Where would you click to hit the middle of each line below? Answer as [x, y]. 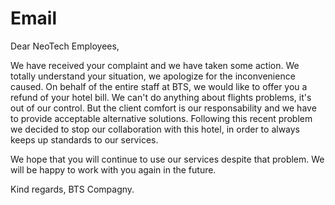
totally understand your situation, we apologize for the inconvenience [153, 76]
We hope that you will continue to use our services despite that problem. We [167, 159]
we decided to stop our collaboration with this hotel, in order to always [155, 129]
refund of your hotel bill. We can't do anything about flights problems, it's [161, 97]
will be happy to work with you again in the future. [113, 169]
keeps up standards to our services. [84, 139]
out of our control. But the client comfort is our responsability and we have [163, 108]
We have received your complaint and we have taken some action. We [155, 65]
